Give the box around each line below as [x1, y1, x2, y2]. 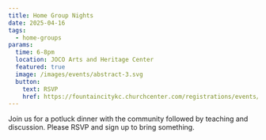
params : [8, 41, 34, 49]
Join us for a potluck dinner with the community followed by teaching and [8, 114, 249, 123]
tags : [8, 26, 26, 34]
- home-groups [15, 33, 62, 42]
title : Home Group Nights [8, 11, 93, 20]
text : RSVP [22, 85, 59, 93]
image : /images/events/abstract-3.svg [15, 70, 144, 78]
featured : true [15, 63, 66, 71]
